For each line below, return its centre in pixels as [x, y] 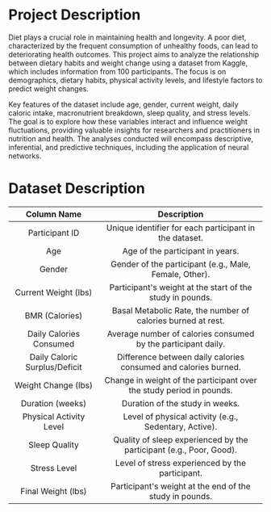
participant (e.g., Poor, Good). [181, 450]
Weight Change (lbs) [54, 385]
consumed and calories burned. [181, 367]
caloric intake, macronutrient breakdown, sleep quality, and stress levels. [129, 113]
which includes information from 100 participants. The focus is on [117, 71]
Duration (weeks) [54, 403]
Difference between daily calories [180, 357]
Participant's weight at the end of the [181, 486]
